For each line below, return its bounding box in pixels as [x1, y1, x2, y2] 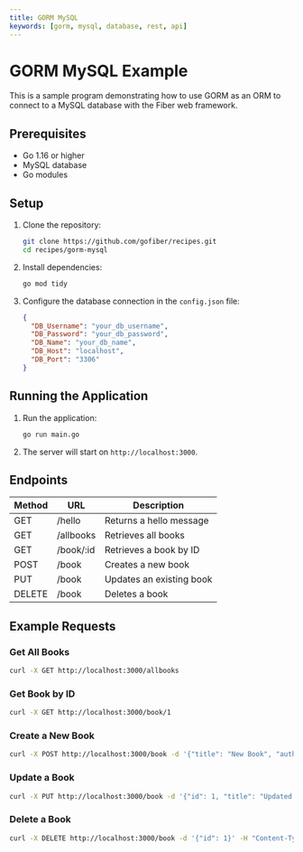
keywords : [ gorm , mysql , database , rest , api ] [9, 22, 188, 31]
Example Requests [9, 618, 116, 633]
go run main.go [22, 430, 80, 439]
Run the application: [22, 412, 97, 423]
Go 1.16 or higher [22, 150, 85, 161]
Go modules [22, 169, 69, 181]
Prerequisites [9, 126, 87, 141]
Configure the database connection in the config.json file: [22, 295, 241, 306]
